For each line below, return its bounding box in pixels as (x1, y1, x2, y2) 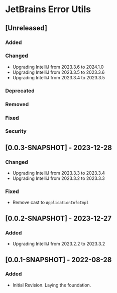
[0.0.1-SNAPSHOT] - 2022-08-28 (5, 255, 112, 264)
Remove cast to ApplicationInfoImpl (12, 200, 89, 206)
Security (5, 128, 27, 135)
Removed (5, 101, 29, 108)
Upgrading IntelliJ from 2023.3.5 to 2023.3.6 (12, 69, 105, 75)
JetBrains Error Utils (5, 4, 91, 15)
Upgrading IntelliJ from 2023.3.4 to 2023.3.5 (12, 74, 105, 80)
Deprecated (5, 87, 35, 94)
